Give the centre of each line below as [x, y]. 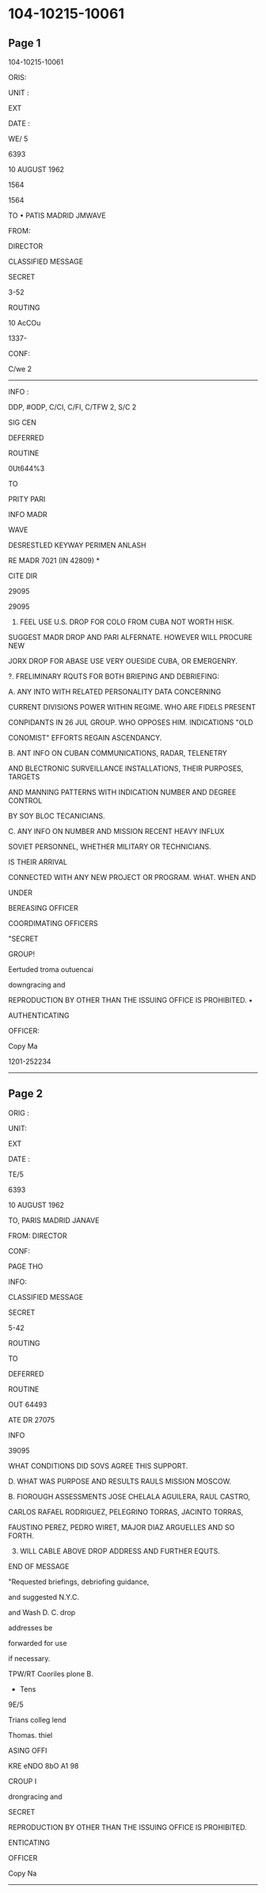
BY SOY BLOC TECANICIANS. [57, 816]
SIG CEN [23, 422]
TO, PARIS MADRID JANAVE [54, 1220]
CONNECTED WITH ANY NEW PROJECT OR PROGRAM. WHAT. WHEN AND [132, 877]
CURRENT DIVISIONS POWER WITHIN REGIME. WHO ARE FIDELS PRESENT [132, 707]
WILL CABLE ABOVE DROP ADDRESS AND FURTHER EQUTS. [120, 1551]
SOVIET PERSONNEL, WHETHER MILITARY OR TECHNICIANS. [110, 847]
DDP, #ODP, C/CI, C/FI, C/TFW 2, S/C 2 [72, 407]
